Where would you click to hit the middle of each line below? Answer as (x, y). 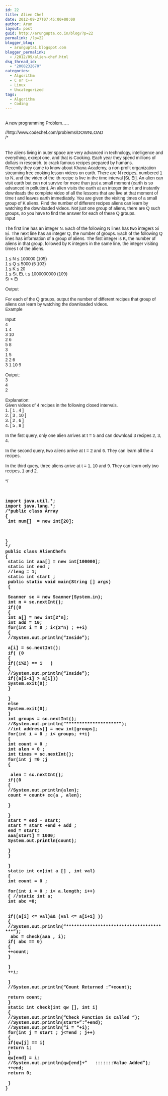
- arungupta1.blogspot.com (38, 47)
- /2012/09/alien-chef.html (39, 57)
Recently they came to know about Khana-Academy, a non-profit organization (81, 168)
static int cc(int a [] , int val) (52, 871)
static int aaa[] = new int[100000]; (54, 562)
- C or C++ (21, 80)
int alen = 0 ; (26, 750)
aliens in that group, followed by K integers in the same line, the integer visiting (82, 244)
